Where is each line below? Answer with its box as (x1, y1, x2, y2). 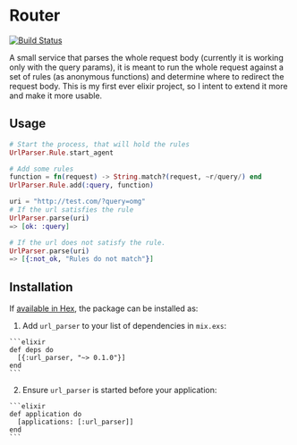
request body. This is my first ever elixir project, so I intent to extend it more (9, 80, 288, 91)
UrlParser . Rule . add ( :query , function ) (9, 181, 154, 190)
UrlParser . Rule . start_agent (9, 148, 115, 157)
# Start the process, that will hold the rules (9, 139, 191, 148)
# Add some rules (9, 164, 74, 173)
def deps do (9, 346, 54, 355)
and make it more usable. (9, 90, 103, 101)
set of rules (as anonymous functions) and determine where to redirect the (9, 71, 284, 81)
